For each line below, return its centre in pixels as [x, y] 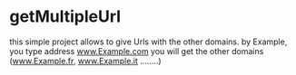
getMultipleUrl [65, 17]
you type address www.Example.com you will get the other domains [137, 51]
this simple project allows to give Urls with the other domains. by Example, [148, 42]
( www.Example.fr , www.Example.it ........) [85, 61]
